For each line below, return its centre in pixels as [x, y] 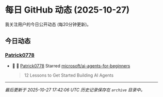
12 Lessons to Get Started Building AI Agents [69, 75]
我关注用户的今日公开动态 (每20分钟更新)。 [48, 24]
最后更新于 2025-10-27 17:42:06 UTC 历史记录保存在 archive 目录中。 [75, 90]
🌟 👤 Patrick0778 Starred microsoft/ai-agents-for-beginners [71, 65]
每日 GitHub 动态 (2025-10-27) [67, 10]
